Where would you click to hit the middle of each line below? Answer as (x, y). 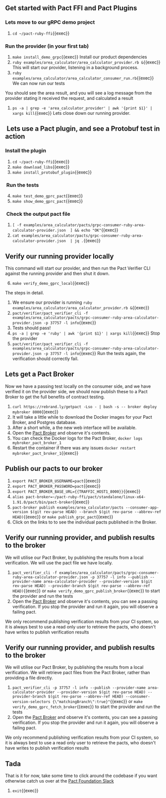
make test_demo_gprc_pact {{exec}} (48, 195)
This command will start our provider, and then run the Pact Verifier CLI (78, 268)
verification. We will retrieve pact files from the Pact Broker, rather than (78, 673)
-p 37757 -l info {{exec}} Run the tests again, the (95, 354)
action (15, 136)
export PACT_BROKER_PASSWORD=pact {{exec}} (56, 486)
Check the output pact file (38, 214)
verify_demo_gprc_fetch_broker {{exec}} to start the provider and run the (86, 707)
